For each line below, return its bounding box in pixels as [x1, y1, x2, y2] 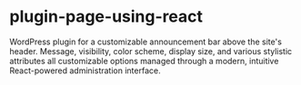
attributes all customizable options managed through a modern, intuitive [9, 55, 279, 66]
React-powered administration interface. [9, 65, 161, 76]
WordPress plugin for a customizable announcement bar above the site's [9, 36, 282, 47]
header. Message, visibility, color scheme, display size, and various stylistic [9, 45, 293, 56]
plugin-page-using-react [9, 6, 203, 27]
